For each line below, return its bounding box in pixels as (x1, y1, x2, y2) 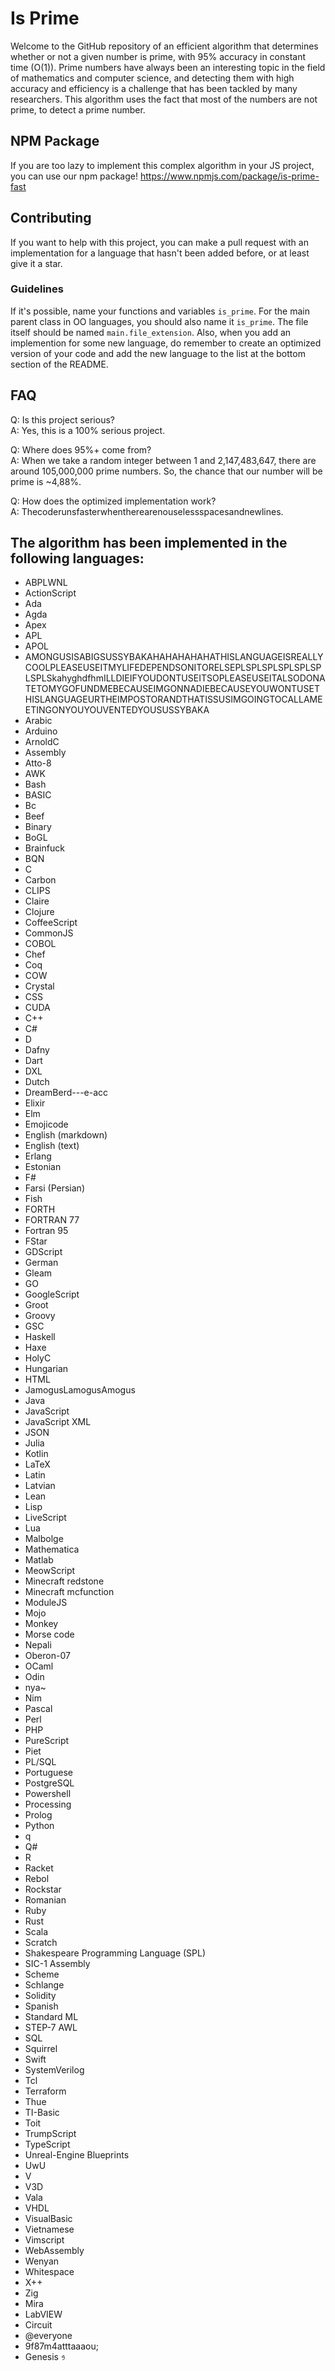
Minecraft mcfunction (24, 1586, 115, 1598)
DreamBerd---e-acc (24, 1087, 109, 1099)
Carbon (24, 874, 57, 886)
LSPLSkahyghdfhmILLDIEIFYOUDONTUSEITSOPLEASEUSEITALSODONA (24, 672, 326, 684)
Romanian (24, 1894, 67, 1906)
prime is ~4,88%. (10, 475, 82, 487)
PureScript (24, 1735, 70, 1747)
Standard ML (24, 2011, 79, 2023)
